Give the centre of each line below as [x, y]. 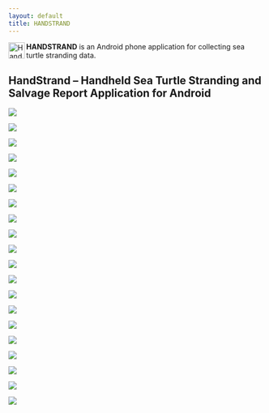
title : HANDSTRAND [39, 23]
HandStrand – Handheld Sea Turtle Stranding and [135, 81]
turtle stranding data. [61, 55]
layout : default [36, 16]
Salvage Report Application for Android [110, 93]
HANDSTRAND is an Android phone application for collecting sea [136, 46]
